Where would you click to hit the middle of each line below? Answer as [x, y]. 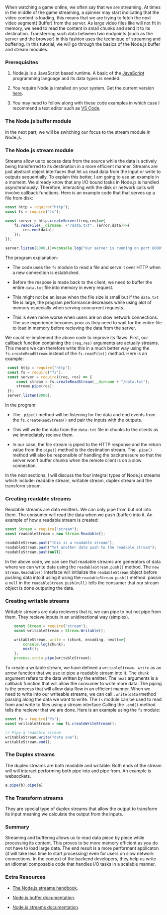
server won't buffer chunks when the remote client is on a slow [77, 460]
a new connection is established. [46, 273]
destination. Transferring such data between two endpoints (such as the [79, 34]
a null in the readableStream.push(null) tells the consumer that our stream [82, 583]
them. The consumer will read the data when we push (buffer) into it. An [79, 515]
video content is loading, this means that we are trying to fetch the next [78, 18]
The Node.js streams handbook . [45, 888]
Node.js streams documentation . [46, 907]
